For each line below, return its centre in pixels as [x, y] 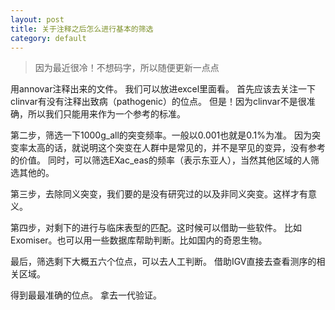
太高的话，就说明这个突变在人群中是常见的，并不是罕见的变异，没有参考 [176, 148]
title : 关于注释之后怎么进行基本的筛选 [82, 29]
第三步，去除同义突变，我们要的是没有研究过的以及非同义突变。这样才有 [159, 194]
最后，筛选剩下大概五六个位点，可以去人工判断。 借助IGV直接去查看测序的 [163, 262]
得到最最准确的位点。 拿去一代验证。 [86, 295]
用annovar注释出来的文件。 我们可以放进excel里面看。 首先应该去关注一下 [163, 89]
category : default [48, 38]
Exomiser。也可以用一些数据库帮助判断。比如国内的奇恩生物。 [139, 240]
